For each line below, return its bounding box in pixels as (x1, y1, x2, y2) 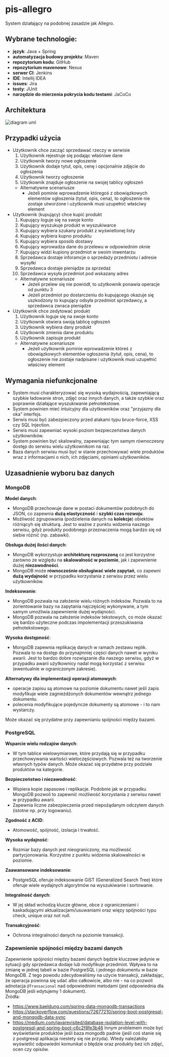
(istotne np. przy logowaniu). (12, 808, 73, 814)
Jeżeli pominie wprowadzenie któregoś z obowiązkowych (27, 190, 148, 196)
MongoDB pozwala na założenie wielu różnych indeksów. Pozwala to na (12, 598, 162, 604)
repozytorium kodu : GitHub (12, 59, 71, 65)
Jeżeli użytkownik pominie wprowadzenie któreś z (27, 346, 133, 352)
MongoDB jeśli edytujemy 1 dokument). (5, 988, 87, 994)
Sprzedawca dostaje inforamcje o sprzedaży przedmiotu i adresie (20, 254, 157, 260)
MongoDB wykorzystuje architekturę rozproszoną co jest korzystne (12, 551, 155, 557)
